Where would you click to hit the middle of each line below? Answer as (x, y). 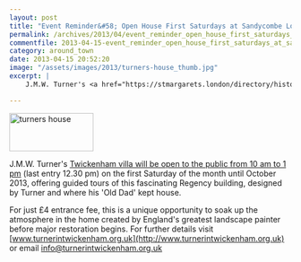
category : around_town (52, 51)
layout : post (34, 17)
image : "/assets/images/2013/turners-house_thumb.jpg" (114, 68)
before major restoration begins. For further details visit (112, 229)
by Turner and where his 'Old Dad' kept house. (95, 192)
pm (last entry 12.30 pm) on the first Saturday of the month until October (143, 173)
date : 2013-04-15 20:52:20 (60, 59)
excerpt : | (30, 76)
